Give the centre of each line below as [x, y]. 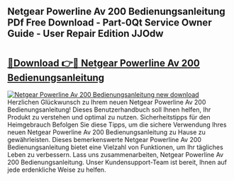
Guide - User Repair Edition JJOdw [85, 34]
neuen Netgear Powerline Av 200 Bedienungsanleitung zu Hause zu [106, 132]
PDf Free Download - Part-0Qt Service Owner [110, 23]
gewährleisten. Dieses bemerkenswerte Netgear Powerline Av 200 [105, 140]
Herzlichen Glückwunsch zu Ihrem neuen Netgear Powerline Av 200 [107, 102]
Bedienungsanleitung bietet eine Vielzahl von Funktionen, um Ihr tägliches [115, 147]
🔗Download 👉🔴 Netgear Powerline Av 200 [104, 63]
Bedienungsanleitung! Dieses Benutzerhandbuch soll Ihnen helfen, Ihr [109, 110]
